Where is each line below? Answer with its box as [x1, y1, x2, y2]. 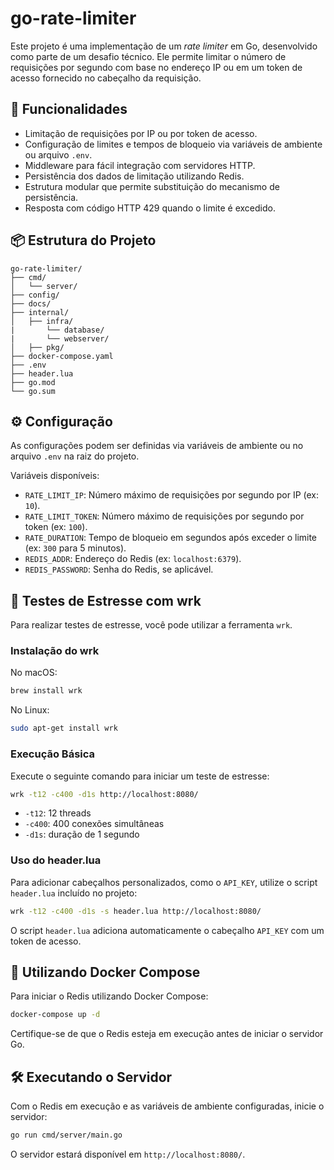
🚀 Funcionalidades [10, 101, 128, 118]
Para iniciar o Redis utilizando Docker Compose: [10, 990, 209, 1002]
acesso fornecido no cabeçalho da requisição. [10, 72, 202, 84]
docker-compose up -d [10, 1010, 101, 1020]
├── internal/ [10, 307, 70, 317]
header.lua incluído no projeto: [10, 887, 138, 899]
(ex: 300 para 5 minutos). [24, 542, 127, 554]
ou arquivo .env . [24, 148, 93, 161]
